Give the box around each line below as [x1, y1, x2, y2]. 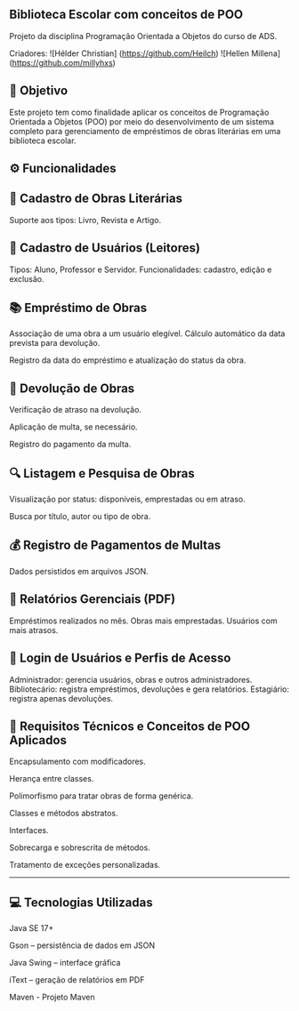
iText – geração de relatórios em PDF [9, 975, 145, 985]
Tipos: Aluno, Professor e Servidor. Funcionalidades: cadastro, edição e [9, 264, 272, 275]
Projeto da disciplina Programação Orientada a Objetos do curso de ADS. [9, 30, 278, 41]
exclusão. [9, 273, 44, 284]
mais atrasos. [9, 624, 59, 635]
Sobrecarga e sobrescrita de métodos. [9, 842, 151, 853]
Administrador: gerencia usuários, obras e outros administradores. [9, 674, 253, 685]
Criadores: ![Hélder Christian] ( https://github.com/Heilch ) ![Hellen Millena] [9, 48, 281, 59]
